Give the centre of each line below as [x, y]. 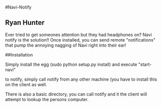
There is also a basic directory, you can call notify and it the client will [76, 94]
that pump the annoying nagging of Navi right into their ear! [66, 45]
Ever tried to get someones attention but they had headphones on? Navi [79, 35]
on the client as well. [26, 84]
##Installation [19, 54]
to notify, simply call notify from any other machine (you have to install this [81, 79]
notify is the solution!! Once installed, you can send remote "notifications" [80, 40]
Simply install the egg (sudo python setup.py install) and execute [71, 64]
